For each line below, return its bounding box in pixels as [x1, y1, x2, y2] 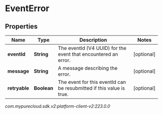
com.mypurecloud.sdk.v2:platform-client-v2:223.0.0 [5, 103, 111, 109]
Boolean [33, 85, 53, 91]
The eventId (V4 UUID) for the [58, 45, 127, 51]
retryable [7, 85, 29, 91]
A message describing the [58, 65, 118, 71]
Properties [5, 22, 38, 31]
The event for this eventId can [58, 79, 126, 85]
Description [79, 37, 107, 43]
